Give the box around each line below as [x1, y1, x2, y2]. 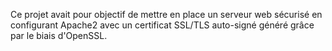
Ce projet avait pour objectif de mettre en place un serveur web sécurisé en [10, 9, 323, 20]
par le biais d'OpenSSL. [10, 30, 108, 41]
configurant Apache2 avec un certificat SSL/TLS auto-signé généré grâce [10, 19, 315, 31]
